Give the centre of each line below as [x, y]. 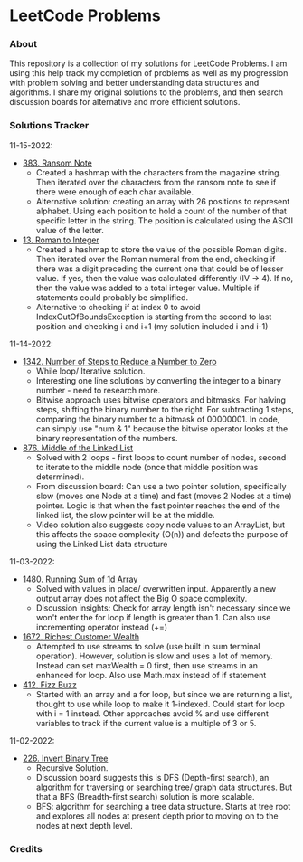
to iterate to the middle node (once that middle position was [147, 467]
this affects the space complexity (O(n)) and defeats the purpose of [162, 534]
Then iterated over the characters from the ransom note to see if [156, 182]
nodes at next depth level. [84, 825]
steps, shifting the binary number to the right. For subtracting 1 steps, [165, 409]
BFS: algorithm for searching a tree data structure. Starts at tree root [163, 806]
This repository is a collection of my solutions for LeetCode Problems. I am [148, 63]
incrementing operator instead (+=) [102, 627]
